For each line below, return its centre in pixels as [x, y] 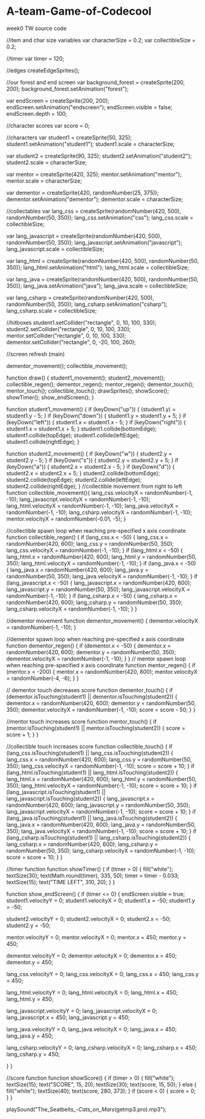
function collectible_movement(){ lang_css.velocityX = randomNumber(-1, [99, 492]
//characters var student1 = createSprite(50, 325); [69, 137]
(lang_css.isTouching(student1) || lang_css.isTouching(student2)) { [90, 753]
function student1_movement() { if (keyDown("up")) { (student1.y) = [91, 409]
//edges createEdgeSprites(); [43, 70]
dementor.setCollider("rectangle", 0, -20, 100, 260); [71, 342]
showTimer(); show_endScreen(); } [50, 397]
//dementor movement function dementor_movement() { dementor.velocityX [102, 621]
